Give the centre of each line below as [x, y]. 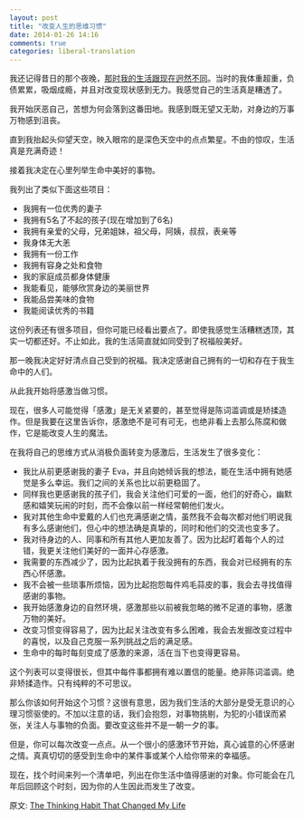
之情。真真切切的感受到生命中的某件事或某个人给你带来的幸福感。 [132, 756]
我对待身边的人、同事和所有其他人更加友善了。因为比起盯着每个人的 [149, 539]
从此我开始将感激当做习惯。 [61, 391]
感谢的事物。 [46, 596]
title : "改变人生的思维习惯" [58, 26]
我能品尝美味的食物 [58, 299]
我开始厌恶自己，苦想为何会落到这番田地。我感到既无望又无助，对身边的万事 [152, 109]
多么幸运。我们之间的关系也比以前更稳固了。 [122, 483]
